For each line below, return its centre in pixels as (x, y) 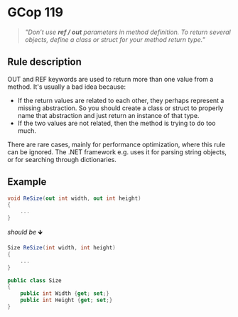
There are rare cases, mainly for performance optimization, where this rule (117, 144)
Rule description (44, 62)
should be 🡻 (25, 232)
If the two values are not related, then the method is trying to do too (117, 123)
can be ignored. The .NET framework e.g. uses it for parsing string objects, (117, 152)
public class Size (34, 280)
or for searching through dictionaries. (62, 159)
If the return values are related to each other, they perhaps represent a (121, 100)
